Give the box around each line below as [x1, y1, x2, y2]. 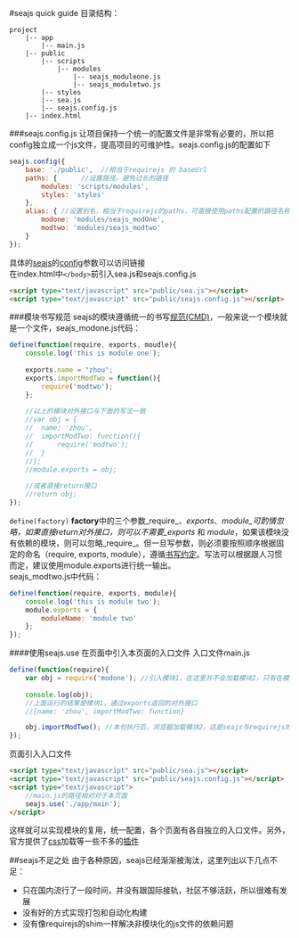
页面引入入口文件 [9, 748, 72, 760]
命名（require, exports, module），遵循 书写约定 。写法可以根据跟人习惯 [24, 548, 283, 559]
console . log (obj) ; [25, 690, 93, 699]
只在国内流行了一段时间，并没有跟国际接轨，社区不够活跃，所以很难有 [21, 885, 280, 896]
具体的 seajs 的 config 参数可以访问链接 [9, 257, 146, 267]
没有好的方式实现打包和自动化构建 [21, 908, 148, 918]
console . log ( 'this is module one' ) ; [25, 349, 162, 358]
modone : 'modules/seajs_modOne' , [41, 215, 166, 225]
